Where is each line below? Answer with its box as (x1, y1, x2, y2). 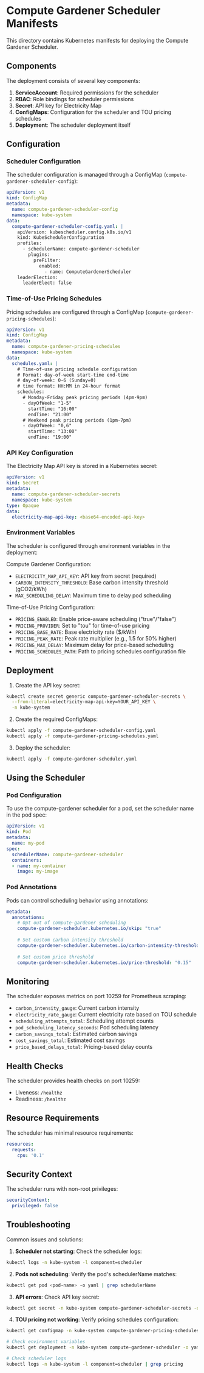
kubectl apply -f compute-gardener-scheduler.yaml (6, 756, 137, 762)
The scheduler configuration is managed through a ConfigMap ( (6, 171, 166, 179)
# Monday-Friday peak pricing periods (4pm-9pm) (22, 394, 148, 401)
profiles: (17, 240, 42, 247)
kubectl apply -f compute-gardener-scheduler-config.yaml (6, 728, 156, 734)
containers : (12, 857, 42, 863)
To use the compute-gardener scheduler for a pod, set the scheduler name (6, 805, 194, 812)
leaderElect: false (22, 280, 72, 286)
